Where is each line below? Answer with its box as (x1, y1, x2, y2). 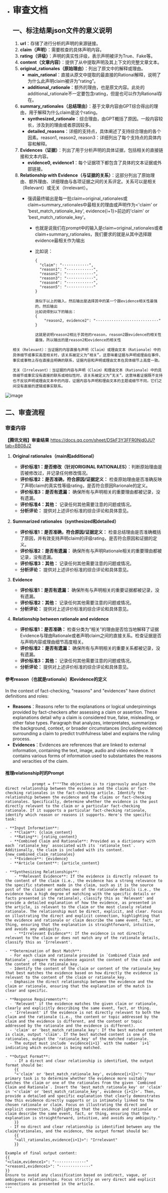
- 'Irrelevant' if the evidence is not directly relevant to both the (10, 1010, 160, 1015)
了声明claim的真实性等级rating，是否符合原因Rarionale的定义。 (20, 483, 150, 489)
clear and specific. (5, 988, 49, 993)
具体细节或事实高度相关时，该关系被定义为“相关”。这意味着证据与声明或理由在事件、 (12, 352, 163, 357)
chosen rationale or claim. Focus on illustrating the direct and (5, 1103, 147, 1108)
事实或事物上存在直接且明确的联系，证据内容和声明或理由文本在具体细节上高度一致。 (12, 358, 162, 363)
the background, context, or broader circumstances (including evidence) (12, 725, 163, 731)
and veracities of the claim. (12, 758, 69, 764)
